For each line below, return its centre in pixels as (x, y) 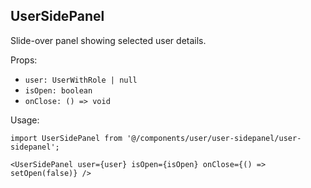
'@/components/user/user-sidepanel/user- (214, 138)
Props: (24, 60)
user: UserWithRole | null (81, 80)
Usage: (25, 120)
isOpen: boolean (58, 90)
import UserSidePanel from (66, 138)
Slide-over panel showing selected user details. (108, 40)
